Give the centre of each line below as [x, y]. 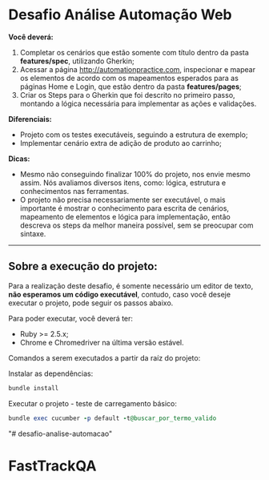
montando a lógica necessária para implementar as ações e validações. [138, 103]
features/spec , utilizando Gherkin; [77, 61]
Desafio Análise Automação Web [120, 15]
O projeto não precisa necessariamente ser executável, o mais [122, 200]
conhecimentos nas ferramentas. [74, 191]
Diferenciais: [30, 119]
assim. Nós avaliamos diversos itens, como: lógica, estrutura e [123, 183]
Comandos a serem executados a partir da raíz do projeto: [104, 357]
